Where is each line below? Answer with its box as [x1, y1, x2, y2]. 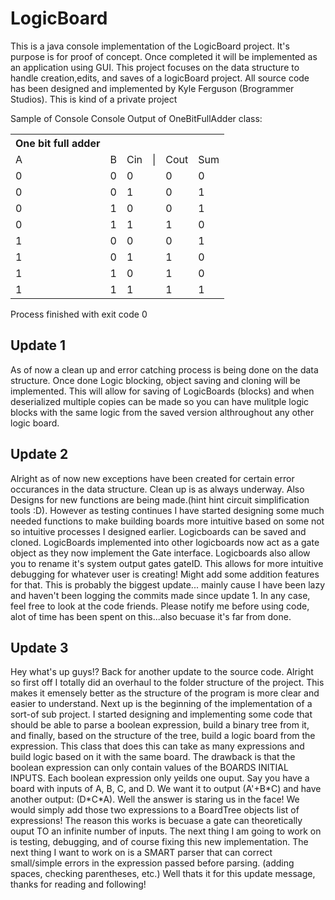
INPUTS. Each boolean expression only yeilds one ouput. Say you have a [10, 772, 310, 784]
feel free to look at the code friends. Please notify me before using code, [10, 600, 310, 612]
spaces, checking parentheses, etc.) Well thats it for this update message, [10, 868, 316, 880]
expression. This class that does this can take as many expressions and [10, 740, 305, 752]
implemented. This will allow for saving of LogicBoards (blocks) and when [10, 385, 315, 397]
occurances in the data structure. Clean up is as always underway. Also [10, 483, 305, 495]
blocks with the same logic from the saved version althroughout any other [10, 406, 315, 418]
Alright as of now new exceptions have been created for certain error [10, 472, 295, 484]
